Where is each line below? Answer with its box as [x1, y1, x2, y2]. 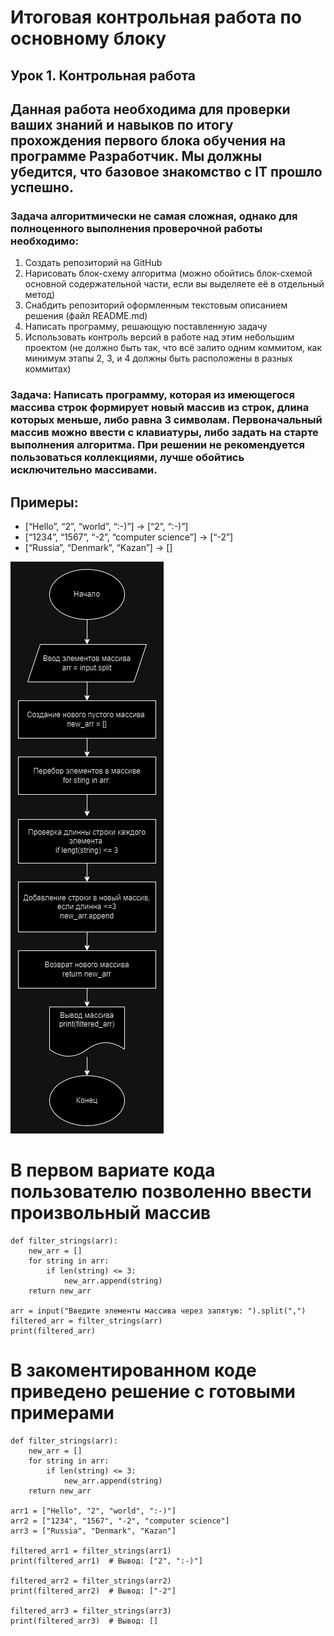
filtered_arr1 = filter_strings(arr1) [10, 1546, 172, 1556]
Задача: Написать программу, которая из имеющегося [10, 388, 295, 402]
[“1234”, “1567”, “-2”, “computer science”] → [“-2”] [24, 531, 234, 543]
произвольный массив [10, 1202, 212, 1225]
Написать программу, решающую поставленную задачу [24, 321, 268, 333]
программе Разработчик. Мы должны [10, 147, 263, 165]
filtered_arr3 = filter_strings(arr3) [10, 1606, 172, 1616]
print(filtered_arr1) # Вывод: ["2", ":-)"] [10, 1556, 203, 1566]
